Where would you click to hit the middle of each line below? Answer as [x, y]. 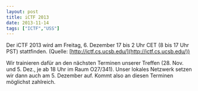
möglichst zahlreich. [31, 82]
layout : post [22, 12]
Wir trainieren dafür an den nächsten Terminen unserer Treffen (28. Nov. [95, 63]
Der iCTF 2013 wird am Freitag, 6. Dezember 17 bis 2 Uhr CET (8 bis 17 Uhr [98, 45]
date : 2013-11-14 [28, 23]
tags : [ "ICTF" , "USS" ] [33, 28]
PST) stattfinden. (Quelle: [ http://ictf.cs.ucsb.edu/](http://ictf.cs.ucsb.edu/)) [98, 52]
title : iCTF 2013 [28, 17]
